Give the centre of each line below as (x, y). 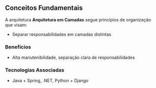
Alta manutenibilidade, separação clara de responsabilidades (73, 57)
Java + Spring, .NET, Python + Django (50, 81)
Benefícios (18, 47)
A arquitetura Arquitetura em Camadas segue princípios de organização (78, 19)
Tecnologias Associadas (35, 70)
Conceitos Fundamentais (44, 8)
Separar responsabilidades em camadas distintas (61, 34)
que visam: (16, 25)
